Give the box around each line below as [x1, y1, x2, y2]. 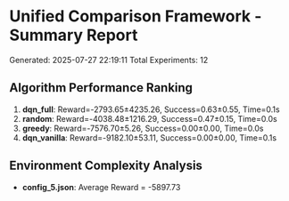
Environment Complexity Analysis [9, 158, 203, 173]
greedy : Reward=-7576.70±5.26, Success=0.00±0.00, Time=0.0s [21, 123, 264, 133]
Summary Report [9, 25, 138, 45]
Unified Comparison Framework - [9, 6, 262, 27]
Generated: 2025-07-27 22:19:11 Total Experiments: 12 [9, 54, 209, 65]
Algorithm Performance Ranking [9, 80, 194, 95]
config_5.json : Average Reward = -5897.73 [21, 181, 181, 192]
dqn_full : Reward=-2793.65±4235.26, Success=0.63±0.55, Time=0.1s [21, 104, 280, 115]
